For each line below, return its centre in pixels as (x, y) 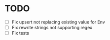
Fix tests (20, 33)
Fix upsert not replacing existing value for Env (58, 22)
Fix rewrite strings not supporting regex (52, 28)
